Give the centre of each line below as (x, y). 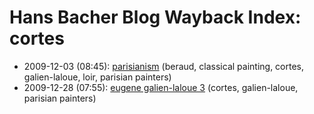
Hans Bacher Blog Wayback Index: (155, 17)
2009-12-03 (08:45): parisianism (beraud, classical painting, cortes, (164, 66)
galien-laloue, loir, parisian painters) (97, 77)
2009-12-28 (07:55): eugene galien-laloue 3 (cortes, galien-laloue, (161, 87)
